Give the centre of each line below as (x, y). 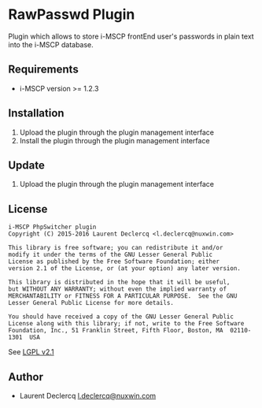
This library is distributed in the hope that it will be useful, (119, 282)
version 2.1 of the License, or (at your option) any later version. (125, 269)
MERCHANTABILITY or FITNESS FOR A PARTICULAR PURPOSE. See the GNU (123, 296)
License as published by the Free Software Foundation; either (114, 261)
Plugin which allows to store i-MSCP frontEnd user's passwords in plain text (131, 36)
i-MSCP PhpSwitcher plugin (52, 227)
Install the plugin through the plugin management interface (114, 140)
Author (26, 377)
